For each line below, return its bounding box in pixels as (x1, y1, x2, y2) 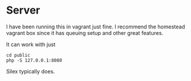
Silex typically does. (6, 67, 55, 74)
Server (6, 4, 40, 17)
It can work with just (6, 41, 56, 48)
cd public (6, 52, 31, 58)
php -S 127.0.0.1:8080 (6, 57, 62, 63)
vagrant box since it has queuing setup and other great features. (6, 29, 164, 36)
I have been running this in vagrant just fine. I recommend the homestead (6, 23, 185, 30)
